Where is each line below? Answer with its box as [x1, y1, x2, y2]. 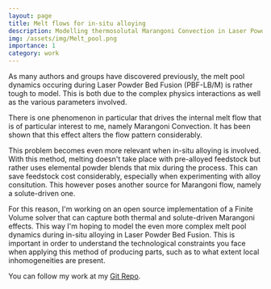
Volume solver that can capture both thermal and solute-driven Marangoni [8, 213, 256, 222]
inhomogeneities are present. [8, 256, 106, 265]
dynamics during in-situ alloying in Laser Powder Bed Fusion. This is [8, 230, 236, 239]
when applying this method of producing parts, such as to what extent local [8, 247, 260, 257]
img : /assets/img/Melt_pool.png [8, 34, 117, 43]
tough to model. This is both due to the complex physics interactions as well [8, 89, 261, 98]
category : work [8, 49, 60, 57]
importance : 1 [8, 42, 56, 50]
